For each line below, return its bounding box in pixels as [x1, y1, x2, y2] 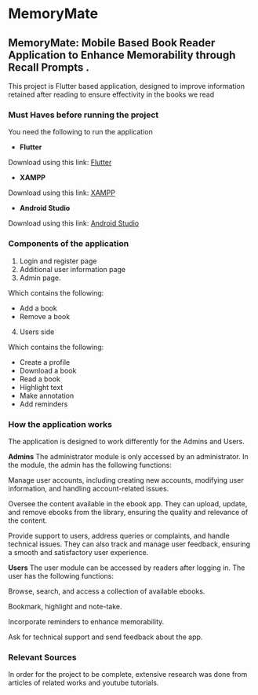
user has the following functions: [8, 571, 114, 580]
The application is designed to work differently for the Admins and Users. [8, 436, 245, 446]
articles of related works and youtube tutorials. [8, 678, 159, 688]
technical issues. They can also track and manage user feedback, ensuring [8, 539, 251, 549]
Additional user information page [19, 264, 126, 274]
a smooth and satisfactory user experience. [8, 547, 149, 557]
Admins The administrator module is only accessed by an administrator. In [8, 451, 249, 461]
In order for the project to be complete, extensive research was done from [8, 670, 248, 679]
